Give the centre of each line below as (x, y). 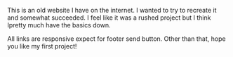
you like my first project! (42, 46)
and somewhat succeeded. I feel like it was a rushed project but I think (109, 18)
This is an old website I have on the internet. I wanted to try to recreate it (112, 10)
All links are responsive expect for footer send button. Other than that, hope (116, 39)
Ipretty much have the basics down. (59, 25)
